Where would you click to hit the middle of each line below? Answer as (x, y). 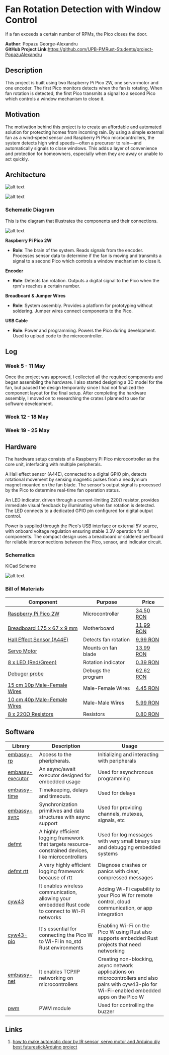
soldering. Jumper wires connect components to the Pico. (73, 311)
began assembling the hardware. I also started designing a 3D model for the (84, 382)
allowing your (55, 898)
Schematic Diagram (30, 210)
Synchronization (58, 805)
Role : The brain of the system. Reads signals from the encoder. (78, 250)
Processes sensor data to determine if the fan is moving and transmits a (87, 256)
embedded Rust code (64, 905)
